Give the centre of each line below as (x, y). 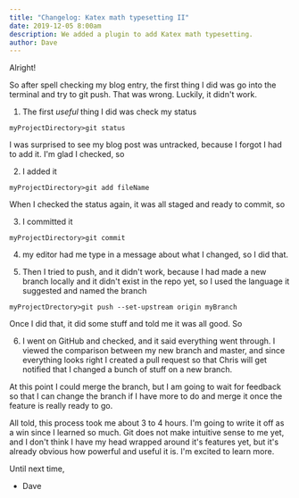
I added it (40, 171)
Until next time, (37, 469)
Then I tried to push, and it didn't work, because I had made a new (144, 272)
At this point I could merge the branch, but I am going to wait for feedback (145, 387)
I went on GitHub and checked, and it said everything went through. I (149, 341)
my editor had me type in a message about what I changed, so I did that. (155, 254)
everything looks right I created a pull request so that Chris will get (145, 360)
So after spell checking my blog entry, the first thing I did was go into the (143, 85)
